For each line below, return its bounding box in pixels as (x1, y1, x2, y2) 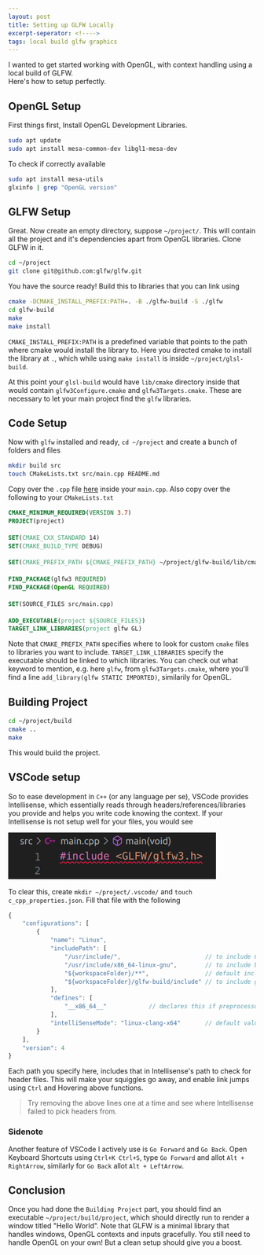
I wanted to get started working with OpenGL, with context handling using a (8, 60, 253, 70)
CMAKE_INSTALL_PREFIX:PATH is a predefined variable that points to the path (8, 336, 247, 346)
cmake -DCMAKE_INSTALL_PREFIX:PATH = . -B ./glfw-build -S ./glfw (8, 298, 223, 306)
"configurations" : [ (22, 919, 90, 927)
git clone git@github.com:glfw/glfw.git (8, 267, 143, 275)
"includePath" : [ (49, 945, 108, 952)
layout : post (8, 13, 51, 20)
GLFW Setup (8, 205, 71, 218)
